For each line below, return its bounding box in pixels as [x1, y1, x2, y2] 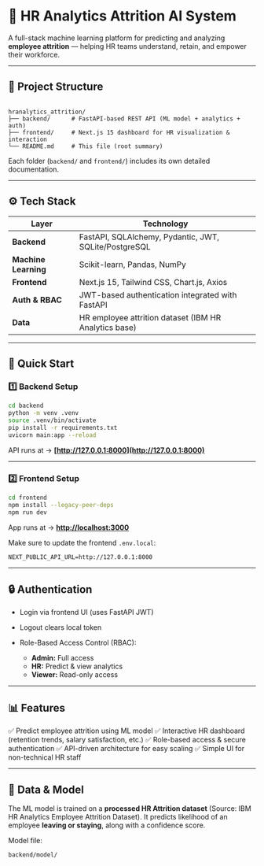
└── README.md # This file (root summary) [8, 142, 163, 150]
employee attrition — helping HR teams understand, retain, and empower [8, 41, 247, 50]
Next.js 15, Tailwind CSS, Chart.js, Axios [79, 276, 228, 287]
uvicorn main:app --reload [8, 431, 97, 439]
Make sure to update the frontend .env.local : [8, 538, 156, 547]
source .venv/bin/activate [8, 416, 97, 424]
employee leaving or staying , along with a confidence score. [8, 820, 206, 830]
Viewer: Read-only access [31, 670, 119, 679]
